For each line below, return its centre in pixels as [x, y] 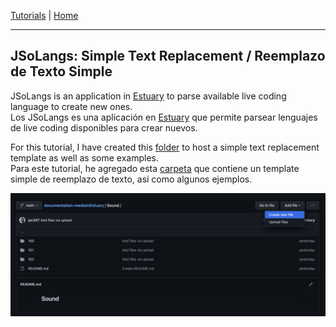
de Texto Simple [61, 71]
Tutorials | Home [44, 15]
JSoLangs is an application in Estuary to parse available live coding [148, 96]
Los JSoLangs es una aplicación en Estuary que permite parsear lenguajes [164, 117]
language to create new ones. [71, 106]
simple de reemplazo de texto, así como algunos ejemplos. [131, 179]
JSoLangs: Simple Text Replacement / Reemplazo [168, 56]
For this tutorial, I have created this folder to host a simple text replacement [165, 147]
